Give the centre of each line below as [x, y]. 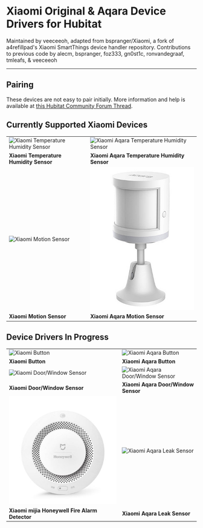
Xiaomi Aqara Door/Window [158, 384]
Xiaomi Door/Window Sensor [46, 388]
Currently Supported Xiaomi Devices [77, 125]
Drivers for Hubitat [54, 24]
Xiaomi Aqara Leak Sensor [156, 513]
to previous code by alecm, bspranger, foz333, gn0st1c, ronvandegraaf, [95, 53]
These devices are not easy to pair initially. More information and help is [96, 99]
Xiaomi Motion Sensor [37, 317]
